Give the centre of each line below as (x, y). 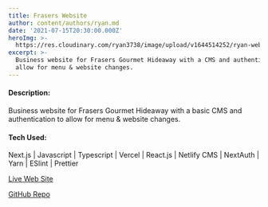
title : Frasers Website (48, 16)
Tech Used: (28, 137)
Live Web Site (31, 179)
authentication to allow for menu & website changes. (95, 119)
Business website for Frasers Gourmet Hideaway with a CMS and (122, 61)
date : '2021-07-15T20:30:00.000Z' (66, 30)
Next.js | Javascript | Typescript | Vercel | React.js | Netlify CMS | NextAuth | (134, 155)
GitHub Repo (29, 194)
